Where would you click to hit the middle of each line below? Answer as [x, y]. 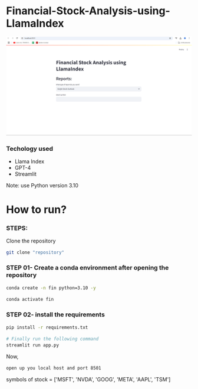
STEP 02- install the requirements [55, 315]
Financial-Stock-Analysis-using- [88, 11]
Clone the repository [31, 241]
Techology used [30, 149]
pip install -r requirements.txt [47, 328]
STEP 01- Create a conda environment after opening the [88, 267]
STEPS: [17, 228]
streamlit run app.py [33, 345]
